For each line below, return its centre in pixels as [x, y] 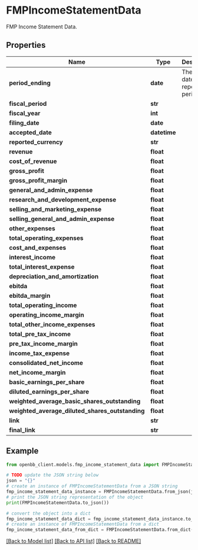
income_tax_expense [39, 353]
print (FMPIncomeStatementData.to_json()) [58, 503]
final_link [22, 430]
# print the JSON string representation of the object [75, 497]
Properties [26, 45]
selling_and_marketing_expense [55, 209]
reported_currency [36, 142]
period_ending [30, 83]
